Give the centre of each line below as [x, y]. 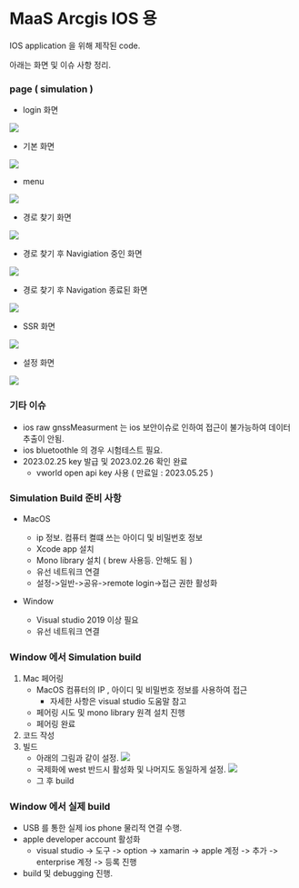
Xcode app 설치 [65, 549]
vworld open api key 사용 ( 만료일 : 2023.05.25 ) [125, 473]
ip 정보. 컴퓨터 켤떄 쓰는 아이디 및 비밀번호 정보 [119, 537]
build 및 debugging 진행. [68, 873]
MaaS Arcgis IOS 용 [83, 19]
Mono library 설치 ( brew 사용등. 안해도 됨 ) [114, 560]
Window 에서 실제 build [60, 807]
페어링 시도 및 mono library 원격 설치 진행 [110, 713]
